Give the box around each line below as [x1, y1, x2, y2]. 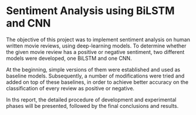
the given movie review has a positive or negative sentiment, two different [6, 48, 185, 55]
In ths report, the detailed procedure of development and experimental [6, 96, 177, 103]
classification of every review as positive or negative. [6, 84, 135, 92]
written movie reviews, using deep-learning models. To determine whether [6, 42, 187, 49]
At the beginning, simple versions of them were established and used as [6, 66, 181, 73]
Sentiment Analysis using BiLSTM [6, 4, 175, 18]
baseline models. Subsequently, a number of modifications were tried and [6, 72, 185, 79]
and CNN [6, 16, 51, 30]
